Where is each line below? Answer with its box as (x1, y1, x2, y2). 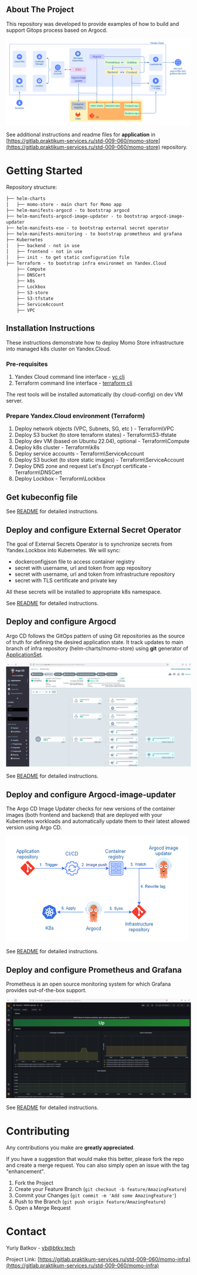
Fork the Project (14, 1179, 54, 1187)
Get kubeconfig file (6, 492, 78, 502)
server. (6, 397, 23, 405)
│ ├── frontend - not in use (6, 249, 83, 255)
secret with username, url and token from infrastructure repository (14, 570, 175, 578)
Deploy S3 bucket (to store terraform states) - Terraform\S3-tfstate (14, 432, 177, 439)
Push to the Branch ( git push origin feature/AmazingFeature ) (14, 1198, 166, 1205)
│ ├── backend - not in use (6, 243, 80, 249)
